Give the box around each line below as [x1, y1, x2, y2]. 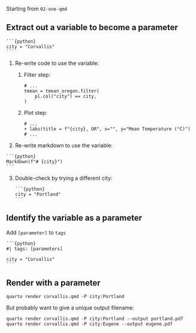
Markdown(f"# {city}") [6, 159, 63, 165]
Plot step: [23, 109, 48, 116]
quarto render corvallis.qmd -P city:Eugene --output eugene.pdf [6, 321, 173, 327]
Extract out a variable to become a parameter [6, 22, 179, 32]
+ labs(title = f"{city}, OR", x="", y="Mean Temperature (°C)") [23, 126, 191, 132]
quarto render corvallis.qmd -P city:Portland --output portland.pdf [6, 316, 184, 322]
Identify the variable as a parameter [6, 213, 143, 223]
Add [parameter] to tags [6, 228, 66, 236]
